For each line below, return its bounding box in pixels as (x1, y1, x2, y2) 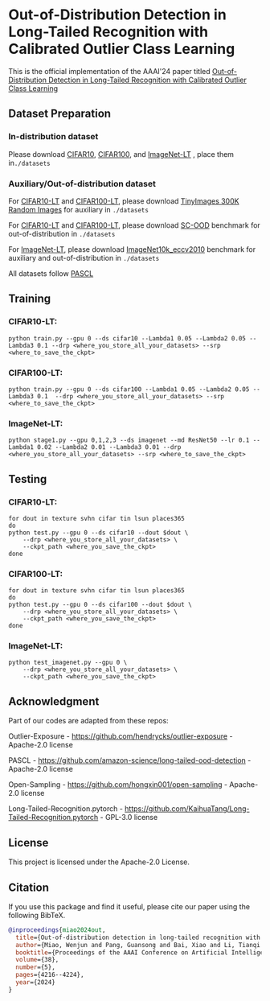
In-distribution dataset (8, 131, 99, 142)
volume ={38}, (15, 956, 59, 964)
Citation (8, 880, 50, 894)
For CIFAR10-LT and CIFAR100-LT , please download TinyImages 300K (8, 196, 239, 206)
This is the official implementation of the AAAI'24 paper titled (8, 66, 211, 76)
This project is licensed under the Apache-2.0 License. (8, 857, 190, 867)
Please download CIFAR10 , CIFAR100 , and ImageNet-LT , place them (8, 149, 235, 159)
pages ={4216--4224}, (15, 971, 84, 979)
